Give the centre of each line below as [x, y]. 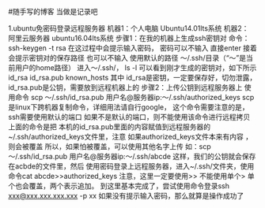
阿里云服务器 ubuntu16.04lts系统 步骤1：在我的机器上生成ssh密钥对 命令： [129, 38]
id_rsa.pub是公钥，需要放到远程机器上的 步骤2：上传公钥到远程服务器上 [125, 87]
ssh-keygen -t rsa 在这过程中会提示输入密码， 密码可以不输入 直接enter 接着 [132, 48]
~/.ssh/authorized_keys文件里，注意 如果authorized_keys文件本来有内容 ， [131, 137]
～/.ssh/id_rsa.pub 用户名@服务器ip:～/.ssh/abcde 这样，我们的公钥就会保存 [132, 156]
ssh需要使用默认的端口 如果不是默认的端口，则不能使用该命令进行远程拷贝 [129, 117]
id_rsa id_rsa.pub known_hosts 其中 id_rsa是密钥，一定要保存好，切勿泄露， [132, 78]
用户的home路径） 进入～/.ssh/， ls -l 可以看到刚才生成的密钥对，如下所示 [136, 68]
